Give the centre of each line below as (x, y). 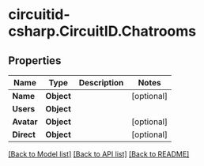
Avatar (25, 122)
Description (101, 83)
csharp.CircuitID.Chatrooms (102, 31)
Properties (35, 60)
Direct (24, 134)
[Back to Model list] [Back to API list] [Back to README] (99, 154)
